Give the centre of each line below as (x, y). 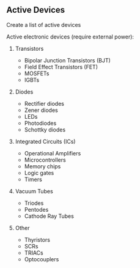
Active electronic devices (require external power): (70, 37)
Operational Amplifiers (53, 153)
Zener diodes (41, 110)
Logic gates (39, 173)
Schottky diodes (45, 129)
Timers (33, 179)
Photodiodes (40, 123)
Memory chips (42, 166)
